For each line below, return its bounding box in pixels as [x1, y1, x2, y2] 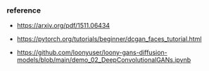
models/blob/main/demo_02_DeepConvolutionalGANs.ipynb [16, 56, 191, 64]
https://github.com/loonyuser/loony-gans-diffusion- [16, 48, 168, 57]
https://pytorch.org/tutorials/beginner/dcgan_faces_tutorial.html [16, 35, 202, 43]
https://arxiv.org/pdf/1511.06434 [16, 22, 110, 30]
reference [6, 6, 42, 15]
